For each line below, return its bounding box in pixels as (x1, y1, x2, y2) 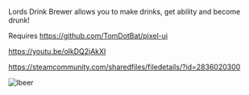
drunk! (8, 15, 31, 25)
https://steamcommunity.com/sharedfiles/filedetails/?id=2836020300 (8, 62, 241, 72)
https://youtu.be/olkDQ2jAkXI (8, 47, 106, 56)
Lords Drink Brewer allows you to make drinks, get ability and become (8, 7, 241, 16)
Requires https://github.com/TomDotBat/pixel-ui (8, 31, 168, 40)
